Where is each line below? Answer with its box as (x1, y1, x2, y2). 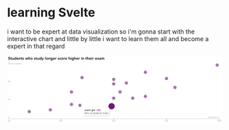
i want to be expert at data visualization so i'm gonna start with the (7, 27, 195, 36)
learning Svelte (7, 5, 96, 21)
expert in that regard (7, 42, 65, 50)
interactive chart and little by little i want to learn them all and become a (7, 34, 209, 42)
